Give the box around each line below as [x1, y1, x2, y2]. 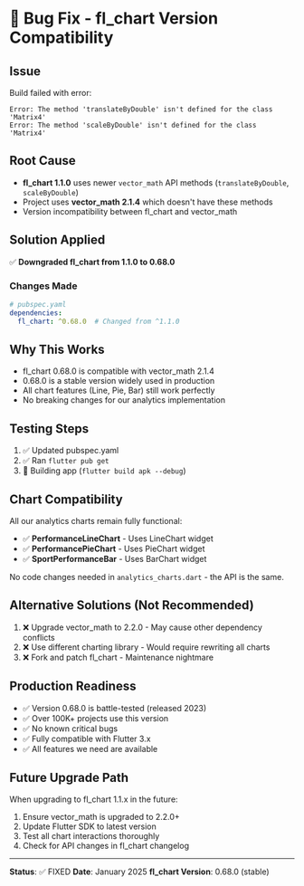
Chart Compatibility [9, 491, 124, 507]
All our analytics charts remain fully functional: [9, 515, 183, 526]
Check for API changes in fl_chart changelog [22, 841, 190, 852]
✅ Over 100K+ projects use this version [22, 712, 169, 723]
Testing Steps [9, 421, 90, 436]
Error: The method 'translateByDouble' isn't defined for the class [9, 105, 273, 114]
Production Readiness [9, 679, 137, 694]
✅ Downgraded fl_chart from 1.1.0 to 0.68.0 [9, 256, 176, 267]
